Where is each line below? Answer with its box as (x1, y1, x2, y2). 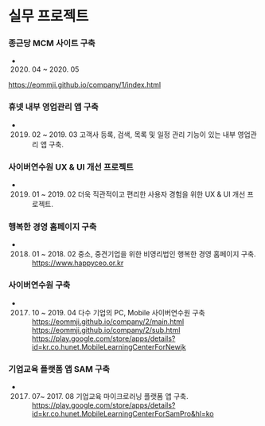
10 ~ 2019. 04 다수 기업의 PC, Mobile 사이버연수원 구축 (31, 307, 205, 317)
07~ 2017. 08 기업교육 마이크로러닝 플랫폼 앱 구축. (31, 391, 189, 401)
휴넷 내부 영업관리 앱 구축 (8, 101, 99, 112)
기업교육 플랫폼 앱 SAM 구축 (8, 363, 110, 374)
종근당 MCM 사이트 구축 (8, 37, 95, 49)
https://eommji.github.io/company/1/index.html (8, 80, 162, 90)
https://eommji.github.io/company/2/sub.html (31, 325, 181, 334)
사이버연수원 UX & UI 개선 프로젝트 (8, 161, 134, 172)
